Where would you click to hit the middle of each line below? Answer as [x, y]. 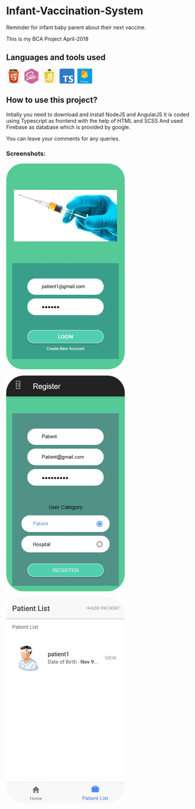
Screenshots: [26, 154]
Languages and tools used [56, 58]
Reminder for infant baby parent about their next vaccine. [76, 27]
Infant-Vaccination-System [75, 11]
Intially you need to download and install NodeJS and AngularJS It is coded [98, 114]
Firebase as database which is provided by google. [68, 127]
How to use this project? [52, 100]
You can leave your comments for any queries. [63, 138]
